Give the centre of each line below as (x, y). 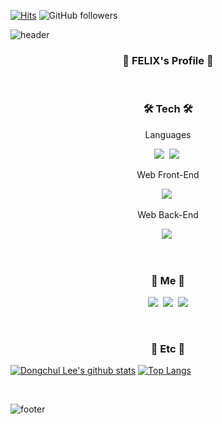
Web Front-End (168, 174)
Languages (168, 134)
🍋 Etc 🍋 (168, 348)
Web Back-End (168, 214)
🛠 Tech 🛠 (168, 109)
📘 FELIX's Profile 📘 (168, 60)
